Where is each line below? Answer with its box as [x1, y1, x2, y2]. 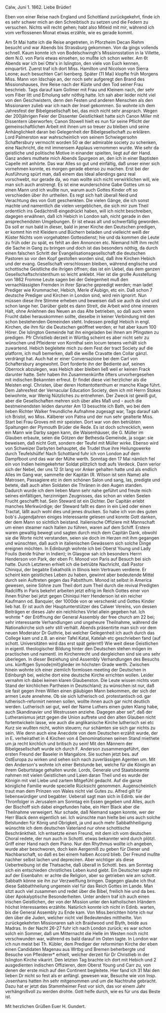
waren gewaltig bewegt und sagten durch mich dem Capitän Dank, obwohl [5, 530, 157, 536]
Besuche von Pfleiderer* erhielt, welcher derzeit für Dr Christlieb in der [5, 951, 150, 957]
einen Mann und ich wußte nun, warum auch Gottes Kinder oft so [5, 187, 138, 193]
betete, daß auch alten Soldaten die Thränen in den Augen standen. [5, 482, 143, 488]
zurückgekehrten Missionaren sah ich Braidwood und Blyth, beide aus [5, 920, 148, 926]
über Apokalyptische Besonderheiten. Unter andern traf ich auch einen [5, 893, 150, 899]
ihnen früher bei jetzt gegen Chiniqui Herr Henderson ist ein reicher [5, 593, 143, 599]
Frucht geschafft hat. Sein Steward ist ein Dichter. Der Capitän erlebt [5, 498, 145, 504]
